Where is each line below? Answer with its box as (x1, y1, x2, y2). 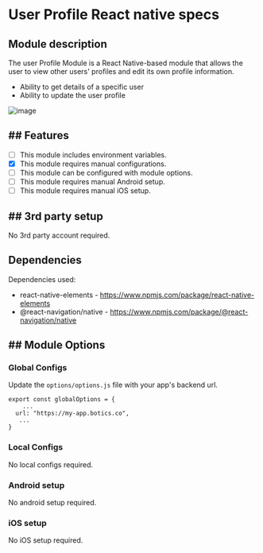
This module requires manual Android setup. (19, 177, 165, 186)
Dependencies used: (8, 274, 76, 284)
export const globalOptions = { (8, 396, 115, 404)
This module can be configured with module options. (19, 168, 193, 177)
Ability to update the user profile (19, 91, 126, 100)
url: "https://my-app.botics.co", (15, 409, 130, 418)
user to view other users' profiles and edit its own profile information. (8, 67, 234, 76)
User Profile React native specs (8, 6, 220, 24)
